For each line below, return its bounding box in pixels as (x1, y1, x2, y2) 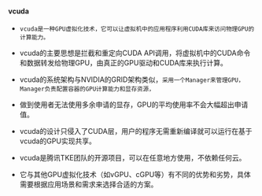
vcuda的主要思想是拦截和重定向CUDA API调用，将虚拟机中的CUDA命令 (19, 48, 251, 58)
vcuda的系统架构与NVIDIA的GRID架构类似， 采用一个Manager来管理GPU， (19, 75, 245, 84)
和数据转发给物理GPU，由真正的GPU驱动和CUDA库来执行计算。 (19, 58, 228, 68)
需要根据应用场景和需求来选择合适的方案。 (19, 179, 158, 189)
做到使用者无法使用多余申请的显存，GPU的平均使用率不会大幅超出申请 (19, 100, 249, 109)
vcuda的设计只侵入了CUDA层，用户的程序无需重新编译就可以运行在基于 (19, 127, 253, 136)
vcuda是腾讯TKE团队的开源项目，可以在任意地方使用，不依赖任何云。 (19, 153, 246, 163)
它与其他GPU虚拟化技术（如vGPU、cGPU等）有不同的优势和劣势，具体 (19, 170, 252, 179)
